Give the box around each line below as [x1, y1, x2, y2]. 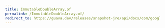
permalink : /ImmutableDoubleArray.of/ [5, 11, 84, 16]
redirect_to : [5, 16, 32, 20]
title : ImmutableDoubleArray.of [5, 7, 71, 12]
